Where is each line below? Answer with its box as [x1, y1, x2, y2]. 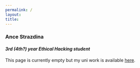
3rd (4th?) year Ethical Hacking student [5, 46, 91, 52]
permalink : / [5, 7, 33, 13]
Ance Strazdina [5, 33, 44, 40]
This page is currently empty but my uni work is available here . [5, 57, 135, 63]
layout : [5, 12, 22, 17]
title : [5, 17, 19, 22]
